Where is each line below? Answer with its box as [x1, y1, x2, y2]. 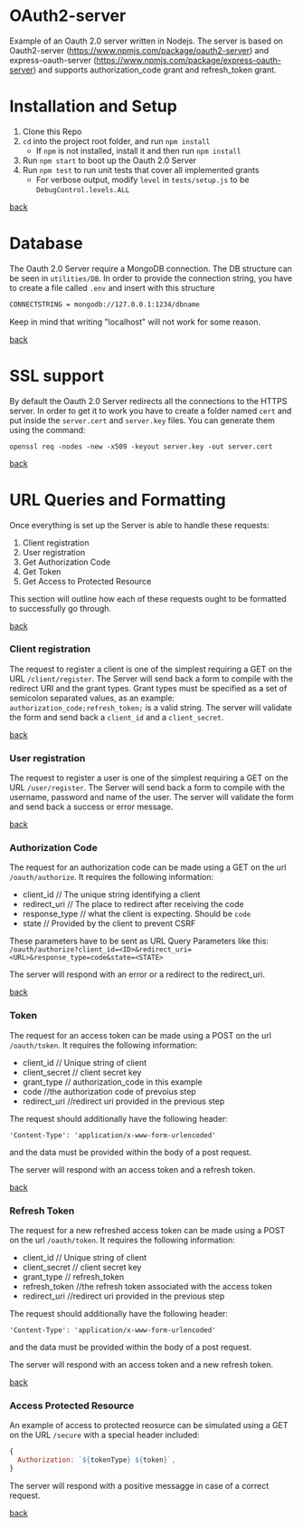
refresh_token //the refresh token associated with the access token [22, 1281, 273, 1292]
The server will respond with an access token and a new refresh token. [9, 1359, 274, 1370]
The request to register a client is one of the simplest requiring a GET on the [9, 663, 292, 674]
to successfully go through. [9, 603, 111, 614]
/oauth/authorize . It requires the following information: [9, 872, 214, 883]
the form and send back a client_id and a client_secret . [9, 711, 224, 722]
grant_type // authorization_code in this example [22, 1076, 203, 1087]
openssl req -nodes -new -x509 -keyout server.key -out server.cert [9, 441, 273, 451]
